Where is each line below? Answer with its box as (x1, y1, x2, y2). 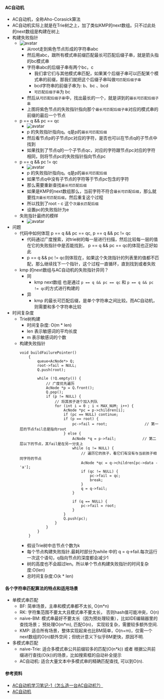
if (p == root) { (63, 416, 99, 421)
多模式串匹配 (12, 640, 38, 646)
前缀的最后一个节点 (26, 113, 66, 119)
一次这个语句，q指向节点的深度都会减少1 (26, 555, 109, 561)
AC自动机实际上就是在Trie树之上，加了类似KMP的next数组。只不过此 (12, 23, 152, 28)
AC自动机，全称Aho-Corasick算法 (12, 16, 81, 22)
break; (90, 478, 103, 482)
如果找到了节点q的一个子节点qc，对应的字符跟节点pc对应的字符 (26, 147, 156, 153)
